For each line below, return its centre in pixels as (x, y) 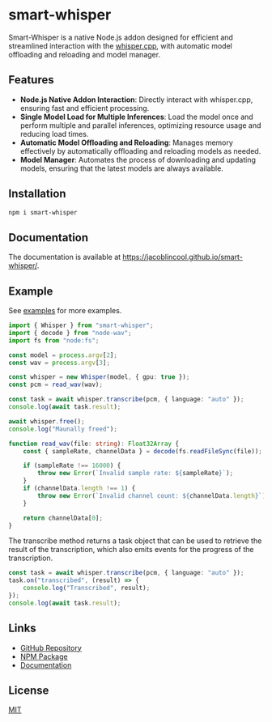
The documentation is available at (65, 257)
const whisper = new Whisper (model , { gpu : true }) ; (99, 377)
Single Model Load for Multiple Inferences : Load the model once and (136, 117)
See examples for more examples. (65, 311)
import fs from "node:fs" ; (54, 340)
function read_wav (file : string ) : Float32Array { (94, 444)
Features (31, 80)
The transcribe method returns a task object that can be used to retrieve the (135, 541)
